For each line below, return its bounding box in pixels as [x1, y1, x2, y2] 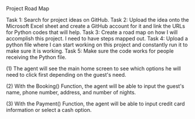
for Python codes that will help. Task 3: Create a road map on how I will [6, 29, 178, 36]
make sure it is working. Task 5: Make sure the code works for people [6, 47, 174, 55]
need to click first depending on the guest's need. [6, 72, 126, 78]
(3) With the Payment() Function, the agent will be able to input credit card [6, 100, 186, 107]
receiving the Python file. [6, 54, 67, 60]
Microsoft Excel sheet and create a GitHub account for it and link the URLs [6, 23, 186, 29]
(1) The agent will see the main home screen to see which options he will [6, 65, 182, 72]
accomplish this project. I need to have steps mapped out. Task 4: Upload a [6, 35, 189, 42]
